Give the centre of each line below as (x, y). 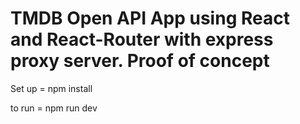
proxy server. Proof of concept (140, 61)
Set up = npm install (51, 88)
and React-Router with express (142, 39)
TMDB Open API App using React (150, 18)
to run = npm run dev (54, 108)
